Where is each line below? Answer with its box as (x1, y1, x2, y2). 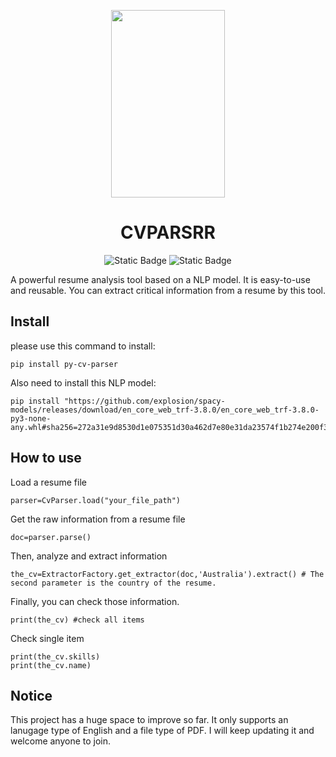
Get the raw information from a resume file (10, 513, 186, 525)
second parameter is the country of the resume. (10, 578, 217, 588)
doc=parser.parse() (10, 532, 92, 542)
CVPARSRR (120, 221, 216, 244)
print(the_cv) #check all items (10, 615, 145, 625)
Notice (10, 687, 53, 704)
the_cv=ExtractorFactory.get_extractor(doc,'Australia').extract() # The (10, 569, 325, 579)
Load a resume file (10, 476, 87, 488)
